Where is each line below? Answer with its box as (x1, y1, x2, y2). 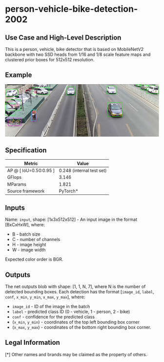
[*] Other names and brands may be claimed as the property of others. (5, 351, 147, 357)
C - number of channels (12, 237, 61, 242)
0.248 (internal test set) (59, 168, 107, 173)
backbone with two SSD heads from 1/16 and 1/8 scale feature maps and (5, 51, 151, 57)
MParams (7, 181, 27, 187)
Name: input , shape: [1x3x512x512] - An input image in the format (5, 217, 138, 222)
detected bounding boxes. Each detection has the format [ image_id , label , (5, 289, 155, 295)
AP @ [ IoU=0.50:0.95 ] (7, 168, 55, 173)
